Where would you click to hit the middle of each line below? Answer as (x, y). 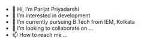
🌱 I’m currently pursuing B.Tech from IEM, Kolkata (73, 22)
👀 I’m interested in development (51, 15)
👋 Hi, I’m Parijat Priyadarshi (45, 9)
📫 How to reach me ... (40, 35)
